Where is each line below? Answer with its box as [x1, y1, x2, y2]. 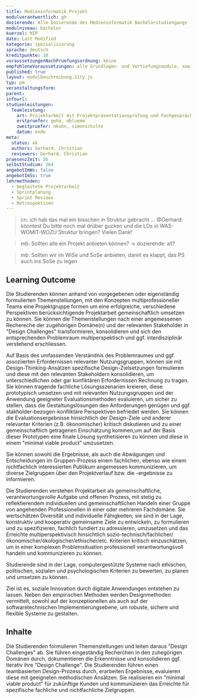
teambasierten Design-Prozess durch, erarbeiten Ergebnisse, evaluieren [6, 667, 181, 674]
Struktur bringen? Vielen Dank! [58, 229, 133, 236]
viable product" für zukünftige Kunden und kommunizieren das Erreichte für [6, 680, 189, 687]
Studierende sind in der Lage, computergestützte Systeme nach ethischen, [6, 561, 187, 568]
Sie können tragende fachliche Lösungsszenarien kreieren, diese [6, 383, 163, 390]
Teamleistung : [11, 107, 46, 113]
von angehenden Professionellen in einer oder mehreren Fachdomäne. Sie [6, 506, 186, 513]
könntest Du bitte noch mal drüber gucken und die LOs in [20, 222, 159, 229]
